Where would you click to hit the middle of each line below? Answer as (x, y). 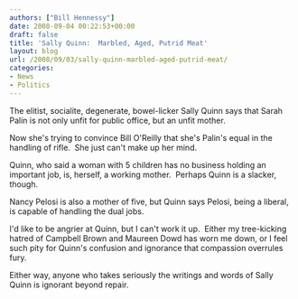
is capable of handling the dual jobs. (77, 211)
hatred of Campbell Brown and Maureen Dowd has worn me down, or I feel (149, 238)
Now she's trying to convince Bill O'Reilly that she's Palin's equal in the (141, 137)
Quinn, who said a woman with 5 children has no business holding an (138, 164)
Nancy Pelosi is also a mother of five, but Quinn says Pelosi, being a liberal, (149, 201)
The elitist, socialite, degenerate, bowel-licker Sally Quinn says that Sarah (146, 110)
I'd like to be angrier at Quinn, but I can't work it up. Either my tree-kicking (148, 229)
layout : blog (34, 51)
